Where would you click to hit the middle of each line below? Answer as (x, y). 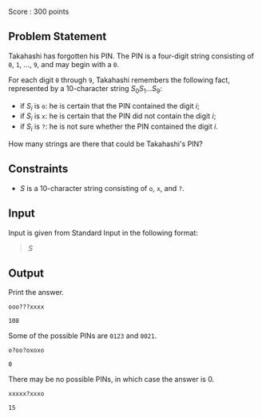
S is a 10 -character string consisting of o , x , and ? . (102, 188)
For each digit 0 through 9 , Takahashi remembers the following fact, (119, 80)
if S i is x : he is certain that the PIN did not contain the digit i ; (118, 117)
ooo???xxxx (26, 307)
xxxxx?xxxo (26, 394)
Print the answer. (36, 293)
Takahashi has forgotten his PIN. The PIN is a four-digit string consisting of (131, 56)
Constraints (38, 169)
